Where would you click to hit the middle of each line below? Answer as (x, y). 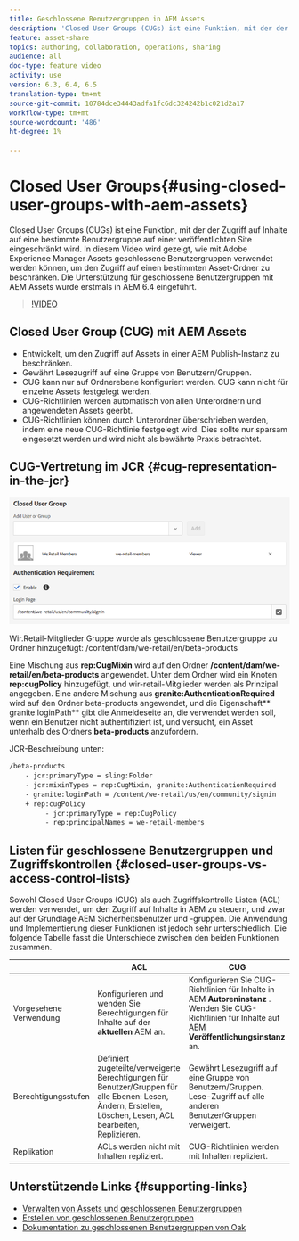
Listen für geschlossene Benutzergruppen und (141, 850)
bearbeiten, (118, 1125)
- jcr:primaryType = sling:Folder (89, 776)
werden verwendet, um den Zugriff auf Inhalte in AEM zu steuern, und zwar (148, 909)
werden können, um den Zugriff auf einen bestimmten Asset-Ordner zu (139, 267)
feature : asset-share (49, 37)
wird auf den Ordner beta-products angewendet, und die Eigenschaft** (140, 703)
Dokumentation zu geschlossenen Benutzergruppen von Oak (134, 1227)
